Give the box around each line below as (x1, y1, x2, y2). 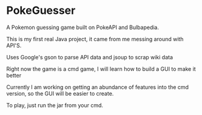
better (6, 71, 22, 79)
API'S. (6, 42, 22, 49)
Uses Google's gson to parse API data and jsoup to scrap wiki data (6, 53, 173, 61)
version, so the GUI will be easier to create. (6, 90, 114, 97)
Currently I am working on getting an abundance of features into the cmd (6, 83, 189, 91)
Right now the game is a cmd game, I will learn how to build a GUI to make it (6, 65, 196, 73)
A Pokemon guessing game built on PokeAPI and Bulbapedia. (6, 24, 160, 31)
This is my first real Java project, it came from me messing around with (6, 35, 184, 42)
